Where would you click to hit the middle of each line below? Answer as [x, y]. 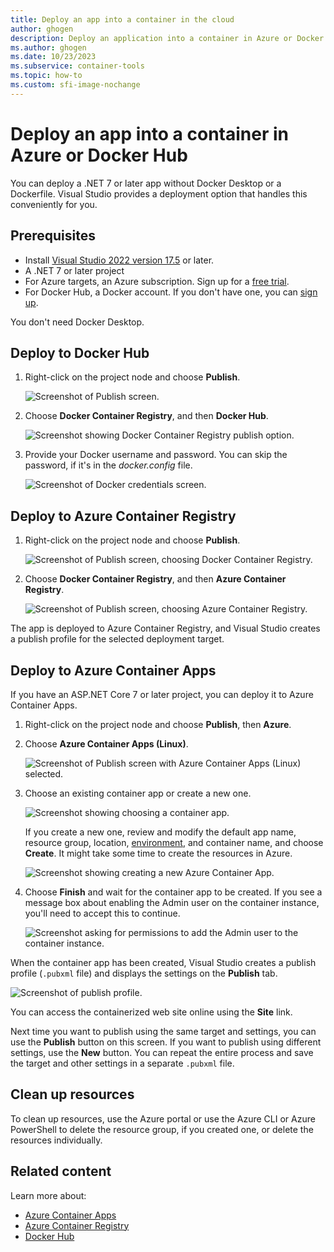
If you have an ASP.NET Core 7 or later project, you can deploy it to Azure [162, 694]
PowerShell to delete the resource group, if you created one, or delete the [162, 1129]
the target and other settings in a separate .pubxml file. [122, 1063]
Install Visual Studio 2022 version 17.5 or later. [119, 260]
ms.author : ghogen [48, 47]
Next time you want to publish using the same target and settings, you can [163, 1031]
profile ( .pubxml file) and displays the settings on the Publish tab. [144, 973]
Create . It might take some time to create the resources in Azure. [158, 853]
